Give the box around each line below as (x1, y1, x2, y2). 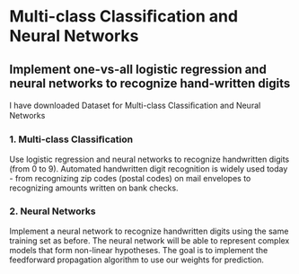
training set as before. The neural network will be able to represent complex (9, 234, 290, 246)
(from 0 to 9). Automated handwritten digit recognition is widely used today (9, 164, 288, 174)
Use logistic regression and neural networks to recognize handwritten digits (9, 154, 290, 165)
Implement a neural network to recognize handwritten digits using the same (9, 225, 289, 236)
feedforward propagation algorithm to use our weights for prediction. (9, 254, 265, 265)
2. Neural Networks (9, 205, 96, 217)
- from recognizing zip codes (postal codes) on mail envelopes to (9, 173, 251, 184)
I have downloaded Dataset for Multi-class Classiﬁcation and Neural (9, 100, 261, 110)
